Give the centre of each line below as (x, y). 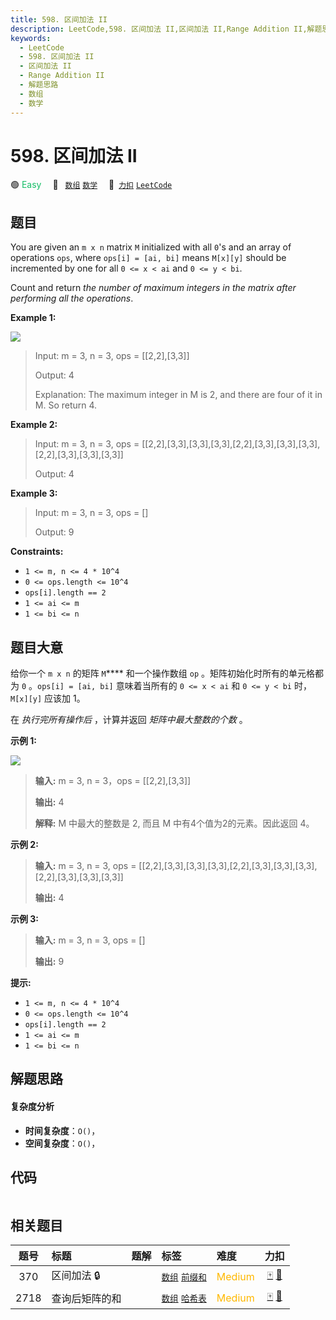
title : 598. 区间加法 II (59, 19)
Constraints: (37, 552)
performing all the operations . (72, 298)
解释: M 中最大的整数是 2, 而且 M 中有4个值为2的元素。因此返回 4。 (174, 823)
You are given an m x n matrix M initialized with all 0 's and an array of (151, 247)
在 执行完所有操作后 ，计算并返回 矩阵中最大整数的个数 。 (129, 720)
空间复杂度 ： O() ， (62, 1143)
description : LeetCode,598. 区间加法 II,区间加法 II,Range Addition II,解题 (166, 29)
